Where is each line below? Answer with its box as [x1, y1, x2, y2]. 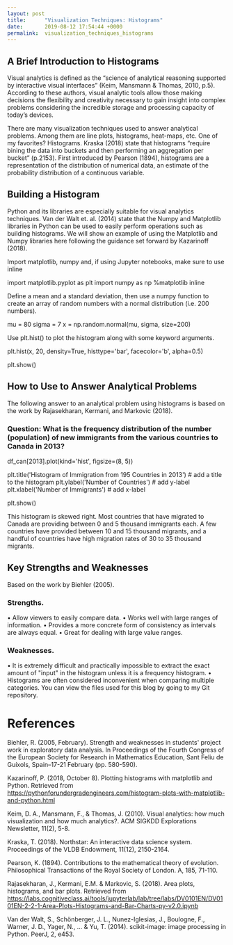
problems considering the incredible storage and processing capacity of [7, 104, 214, 112]
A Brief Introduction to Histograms [7, 55, 159, 67]
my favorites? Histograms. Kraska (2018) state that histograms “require [7, 139, 211, 147]
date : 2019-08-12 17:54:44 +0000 [7, 23, 123, 30]
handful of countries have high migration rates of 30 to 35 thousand [7, 534, 202, 542]
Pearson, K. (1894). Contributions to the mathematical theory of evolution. [7, 859, 219, 867]
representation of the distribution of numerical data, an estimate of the [7, 161, 209, 170]
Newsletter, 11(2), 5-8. [7, 825, 70, 833]
